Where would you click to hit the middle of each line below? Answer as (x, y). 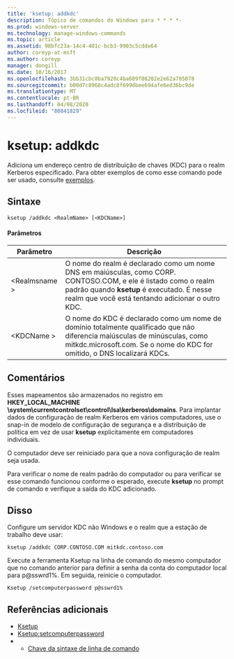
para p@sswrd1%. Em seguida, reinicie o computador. (85, 575)
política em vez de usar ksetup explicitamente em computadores (100, 432)
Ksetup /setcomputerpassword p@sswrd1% (65, 588)
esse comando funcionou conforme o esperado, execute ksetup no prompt (116, 481)
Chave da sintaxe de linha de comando (84, 649)
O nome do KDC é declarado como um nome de (143, 318)
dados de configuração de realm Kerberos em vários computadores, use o (114, 417)
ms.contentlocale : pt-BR (43, 98)
